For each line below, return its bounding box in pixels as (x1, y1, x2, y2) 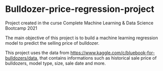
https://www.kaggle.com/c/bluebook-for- (70, 50, 155, 56)
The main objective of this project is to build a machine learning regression (5, 35, 158, 41)
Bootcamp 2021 (5, 25, 37, 31)
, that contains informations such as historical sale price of (37, 55, 157, 61)
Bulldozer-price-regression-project (5, 3, 155, 15)
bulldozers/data (5, 55, 37, 61)
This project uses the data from (5, 50, 70, 56)
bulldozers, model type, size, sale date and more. (5, 60, 106, 66)
